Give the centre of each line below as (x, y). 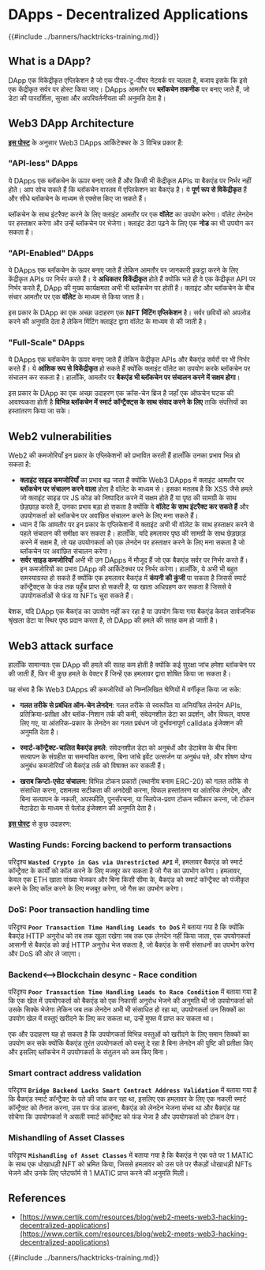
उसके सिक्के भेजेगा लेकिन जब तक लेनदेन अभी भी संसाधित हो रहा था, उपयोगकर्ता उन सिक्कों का (127, 1009)
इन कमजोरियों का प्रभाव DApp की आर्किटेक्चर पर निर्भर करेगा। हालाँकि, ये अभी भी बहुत (129, 569)
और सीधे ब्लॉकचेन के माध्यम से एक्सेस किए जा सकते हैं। (78, 198)
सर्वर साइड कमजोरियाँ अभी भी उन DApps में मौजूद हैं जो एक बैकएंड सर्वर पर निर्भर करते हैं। (134, 560)
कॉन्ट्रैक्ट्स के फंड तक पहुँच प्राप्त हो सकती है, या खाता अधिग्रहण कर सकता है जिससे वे (125, 587)
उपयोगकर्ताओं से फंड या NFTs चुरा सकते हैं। (77, 596)
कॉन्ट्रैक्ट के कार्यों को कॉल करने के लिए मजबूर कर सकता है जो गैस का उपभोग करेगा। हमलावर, (125, 871)
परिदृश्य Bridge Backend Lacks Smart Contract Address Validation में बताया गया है (133, 1090)
